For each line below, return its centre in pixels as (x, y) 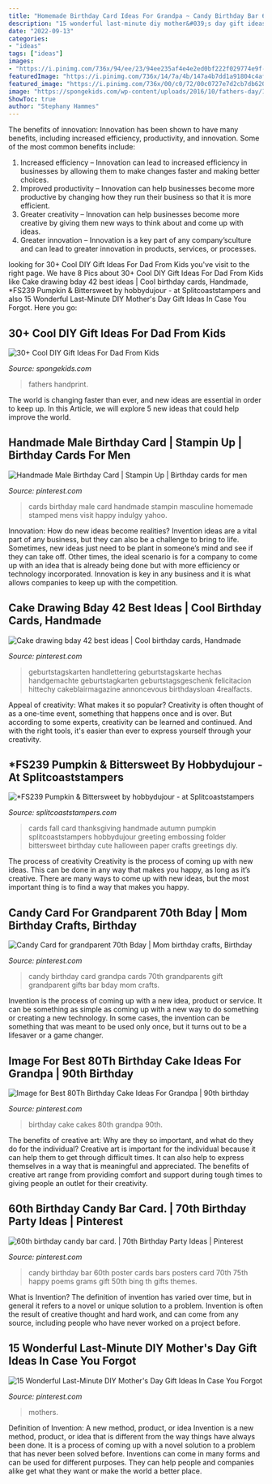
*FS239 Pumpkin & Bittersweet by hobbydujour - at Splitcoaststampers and (135, 291)
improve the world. (40, 417)
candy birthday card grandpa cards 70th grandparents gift (125, 977)
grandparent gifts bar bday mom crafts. (94, 985)
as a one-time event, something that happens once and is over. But (120, 713)
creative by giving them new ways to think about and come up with (132, 223)
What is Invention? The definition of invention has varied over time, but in (130, 1296)
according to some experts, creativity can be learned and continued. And (130, 722)
